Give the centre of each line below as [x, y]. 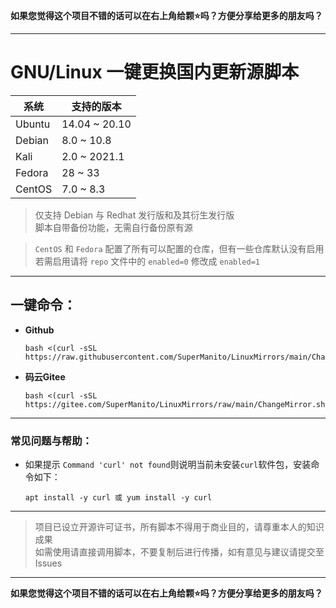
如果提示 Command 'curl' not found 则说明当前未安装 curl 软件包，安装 [168, 465]
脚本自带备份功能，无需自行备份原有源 [113, 227]
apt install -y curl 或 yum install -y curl [118, 498]
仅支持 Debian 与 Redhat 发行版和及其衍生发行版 [134, 215]
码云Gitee [45, 376]
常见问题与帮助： [51, 441]
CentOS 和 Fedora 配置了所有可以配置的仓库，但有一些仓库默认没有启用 [179, 248]
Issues [48, 563]
